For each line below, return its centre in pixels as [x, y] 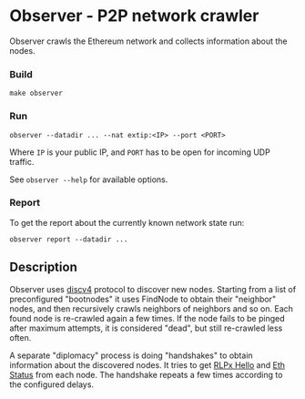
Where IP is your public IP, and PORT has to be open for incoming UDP [140, 152]
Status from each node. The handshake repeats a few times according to [146, 374]
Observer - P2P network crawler [134, 16]
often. [20, 337]
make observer [36, 93]
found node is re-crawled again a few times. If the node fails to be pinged [147, 318]
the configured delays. [51, 384]
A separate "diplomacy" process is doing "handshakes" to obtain [131, 355]
